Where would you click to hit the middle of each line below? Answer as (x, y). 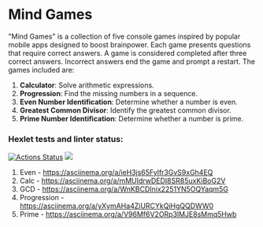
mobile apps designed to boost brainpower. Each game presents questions (130, 44)
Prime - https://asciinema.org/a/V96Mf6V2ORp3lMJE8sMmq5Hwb (128, 214)
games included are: (41, 69)
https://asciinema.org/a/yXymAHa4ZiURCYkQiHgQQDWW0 (117, 206)
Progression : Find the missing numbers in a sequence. (109, 93)
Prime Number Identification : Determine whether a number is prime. (131, 118)
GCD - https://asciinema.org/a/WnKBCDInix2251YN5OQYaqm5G (124, 189)
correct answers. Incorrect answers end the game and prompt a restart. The (132, 61)
